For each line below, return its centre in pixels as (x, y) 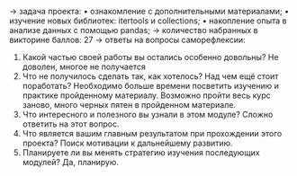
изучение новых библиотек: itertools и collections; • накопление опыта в (148, 21)
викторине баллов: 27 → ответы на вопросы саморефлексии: (127, 40)
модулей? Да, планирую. (71, 162)
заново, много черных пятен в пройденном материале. (129, 105)
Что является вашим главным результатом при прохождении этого (152, 133)
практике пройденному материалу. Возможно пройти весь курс (147, 95)
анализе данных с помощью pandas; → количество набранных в (134, 30)
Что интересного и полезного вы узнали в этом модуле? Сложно (148, 114)
